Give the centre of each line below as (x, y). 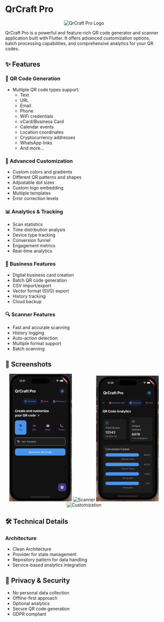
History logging (28, 332)
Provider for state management (44, 554)
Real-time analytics (32, 251)
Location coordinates (42, 132)
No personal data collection (41, 592)
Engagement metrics (34, 245)
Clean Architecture (32, 549)
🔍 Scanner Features (30, 314)
